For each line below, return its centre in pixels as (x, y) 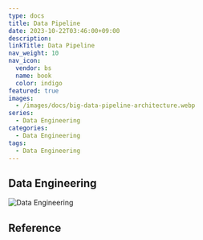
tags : (17, 143)
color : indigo (39, 83)
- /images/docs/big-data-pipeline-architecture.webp (106, 106)
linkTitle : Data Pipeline (51, 46)
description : (30, 38)
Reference (35, 228)
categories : (28, 128)
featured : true (34, 91)
